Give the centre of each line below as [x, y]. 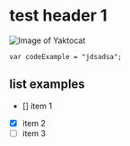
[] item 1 [37, 106]
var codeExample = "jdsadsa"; [66, 56]
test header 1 [58, 16]
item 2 [34, 123]
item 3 [34, 133]
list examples [47, 85]
